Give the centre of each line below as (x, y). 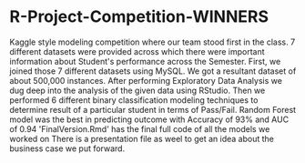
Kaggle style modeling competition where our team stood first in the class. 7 (152, 42)
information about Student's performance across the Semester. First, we (145, 61)
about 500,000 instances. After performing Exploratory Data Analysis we (146, 80)
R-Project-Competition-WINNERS (139, 17)
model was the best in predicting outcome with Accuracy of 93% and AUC (149, 119)
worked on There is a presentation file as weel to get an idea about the (142, 138)
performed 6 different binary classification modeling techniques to (134, 100)
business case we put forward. (67, 148)
